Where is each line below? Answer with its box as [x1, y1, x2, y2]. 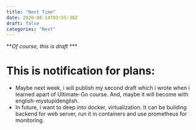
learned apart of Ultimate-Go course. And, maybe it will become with [15, 91, 189, 98]
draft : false [6, 20, 40, 26]
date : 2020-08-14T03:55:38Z [6, 15, 78, 21]
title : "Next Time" [6, 9, 56, 15]
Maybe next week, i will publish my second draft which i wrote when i [15, 84, 191, 92]
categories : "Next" [6, 26, 56, 32]
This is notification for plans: [6, 64, 156, 78]
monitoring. [15, 117, 45, 124]
